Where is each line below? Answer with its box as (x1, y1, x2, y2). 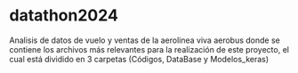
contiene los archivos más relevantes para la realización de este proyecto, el (9, 44, 289, 54)
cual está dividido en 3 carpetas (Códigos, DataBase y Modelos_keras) (9, 53, 270, 64)
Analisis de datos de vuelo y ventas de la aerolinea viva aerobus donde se (9, 35, 280, 45)
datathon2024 (9, 5, 118, 26)
